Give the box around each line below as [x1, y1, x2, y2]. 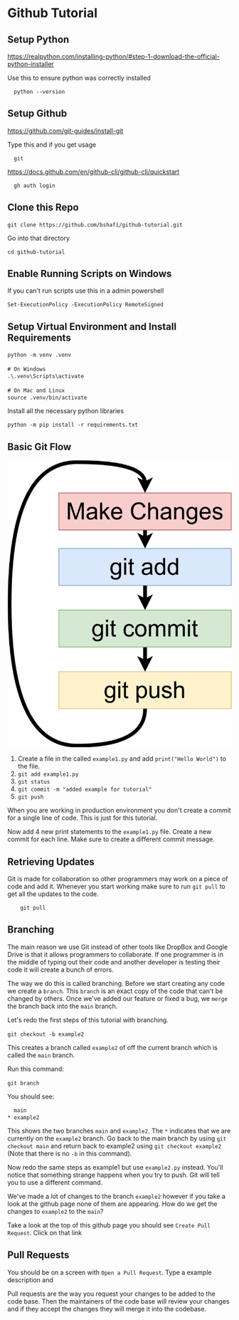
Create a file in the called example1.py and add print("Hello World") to [17, 754, 226, 763]
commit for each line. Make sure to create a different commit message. [7, 835, 216, 843]
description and [7, 1275, 53, 1284]
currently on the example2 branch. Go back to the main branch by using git [7, 1134, 227, 1143]
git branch [7, 1079, 40, 1087]
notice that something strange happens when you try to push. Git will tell [7, 1170, 221, 1179]
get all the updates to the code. [7, 890, 99, 898]
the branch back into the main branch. [7, 1002, 118, 1010]
